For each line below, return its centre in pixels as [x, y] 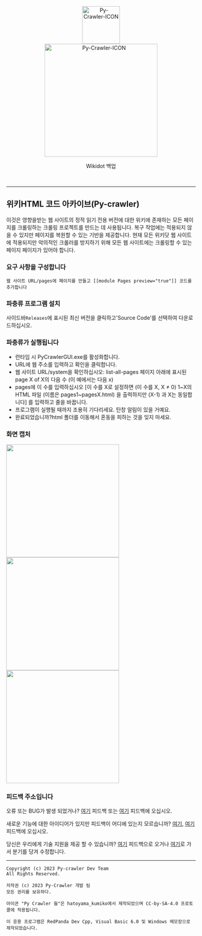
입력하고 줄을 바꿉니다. [61, 402]
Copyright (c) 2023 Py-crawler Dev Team [58, 869]
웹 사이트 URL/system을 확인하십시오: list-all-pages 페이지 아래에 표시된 [101, 372]
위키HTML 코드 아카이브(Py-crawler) [73, 204]
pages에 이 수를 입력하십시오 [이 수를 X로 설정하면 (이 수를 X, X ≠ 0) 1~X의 [103, 387]
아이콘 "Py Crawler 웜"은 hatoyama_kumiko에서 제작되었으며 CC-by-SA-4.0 [92, 904]
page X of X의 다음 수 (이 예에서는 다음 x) [64, 379]
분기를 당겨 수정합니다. [39, 852]
